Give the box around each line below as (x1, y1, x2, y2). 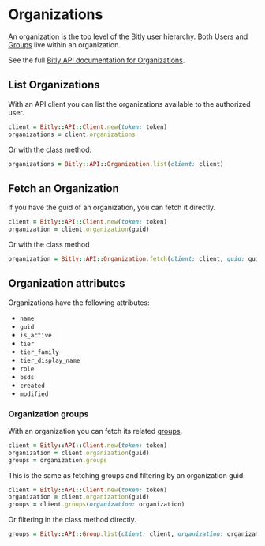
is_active (19, 331, 53, 339)
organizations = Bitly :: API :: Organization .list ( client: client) (8, 160, 224, 168)
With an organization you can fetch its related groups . (8, 426, 183, 435)
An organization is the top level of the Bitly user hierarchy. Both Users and (8, 32, 248, 41)
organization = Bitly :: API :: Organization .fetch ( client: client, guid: (8, 254, 245, 262)
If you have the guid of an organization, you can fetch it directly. (8, 203, 216, 213)
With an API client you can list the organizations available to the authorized (8, 99, 251, 108)
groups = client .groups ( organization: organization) (8, 500, 185, 509)
